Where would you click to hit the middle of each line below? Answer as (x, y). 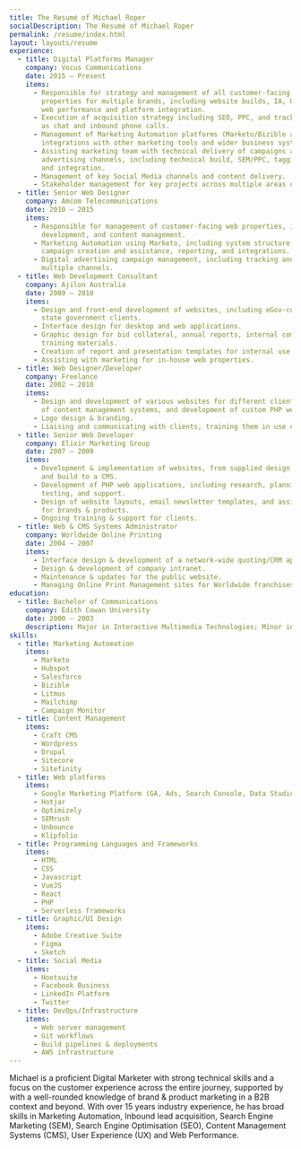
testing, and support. (84, 493)
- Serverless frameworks (79, 911)
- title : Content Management (72, 719)
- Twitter (51, 1003)
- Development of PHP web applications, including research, (150, 485)
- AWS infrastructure (73, 1053)
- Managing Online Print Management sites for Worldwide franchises (163, 585)
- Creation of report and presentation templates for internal (154, 351)
